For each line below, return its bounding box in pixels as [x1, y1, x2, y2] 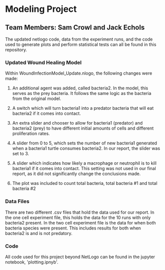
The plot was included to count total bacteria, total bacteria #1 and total [12, 180, 158, 186]
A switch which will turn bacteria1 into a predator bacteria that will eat [12, 105, 154, 111]
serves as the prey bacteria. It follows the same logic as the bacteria [12, 90, 152, 96]
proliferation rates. [12, 131, 50, 136]
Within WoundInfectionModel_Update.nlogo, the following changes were [5, 70, 152, 76]
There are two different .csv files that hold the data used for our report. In [5, 209, 155, 215]
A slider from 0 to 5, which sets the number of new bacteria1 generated [12, 140, 157, 146]
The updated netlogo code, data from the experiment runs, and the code [5, 36, 153, 42]
